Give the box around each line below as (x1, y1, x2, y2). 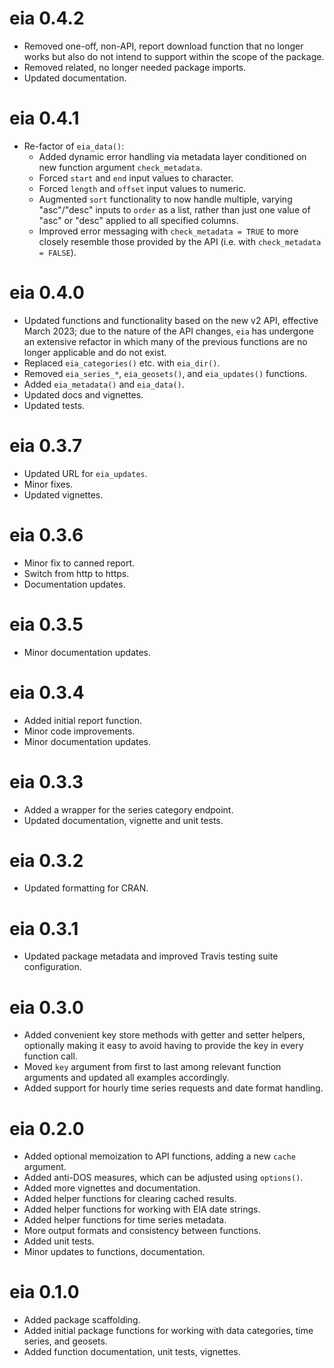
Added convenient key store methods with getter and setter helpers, (23, 1029, 306, 1041)
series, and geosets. (23, 1335, 108, 1347)
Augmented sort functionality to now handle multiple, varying (38, 193, 293, 205)
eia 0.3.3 (9, 770, 84, 793)
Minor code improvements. (23, 725, 136, 737)
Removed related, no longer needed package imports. (23, 61, 247, 73)
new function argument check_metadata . (38, 161, 203, 173)
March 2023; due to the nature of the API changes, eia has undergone (23, 325, 314, 337)
